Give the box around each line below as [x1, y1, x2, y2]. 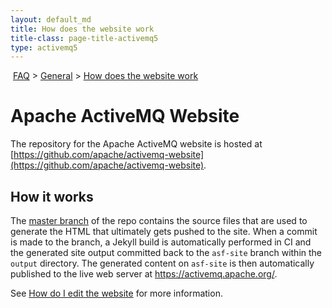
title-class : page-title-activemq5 [10, 33, 159, 43]
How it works [10, 188, 94, 205]
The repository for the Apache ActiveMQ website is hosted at [10, 138, 263, 150]
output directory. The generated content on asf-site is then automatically [10, 257, 315, 269]
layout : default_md [10, 14, 92, 25]
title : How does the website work [10, 24, 155, 34]
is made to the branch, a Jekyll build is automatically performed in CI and [10, 236, 312, 248]
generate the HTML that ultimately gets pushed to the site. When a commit [10, 226, 318, 237]
